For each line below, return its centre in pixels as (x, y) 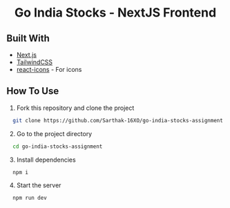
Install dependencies (46, 160)
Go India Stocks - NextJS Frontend (115, 13)
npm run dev (30, 198)
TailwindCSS (35, 62)
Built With (28, 38)
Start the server (39, 185)
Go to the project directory (54, 133)
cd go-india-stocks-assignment (58, 146)
